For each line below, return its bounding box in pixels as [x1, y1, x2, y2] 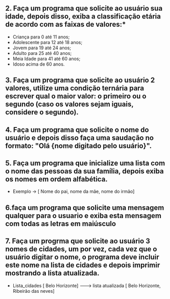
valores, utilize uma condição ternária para [5, 84, 144, 93]
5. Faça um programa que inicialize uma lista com [5, 158, 165, 167]
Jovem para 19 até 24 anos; [12, 45, 71, 51]
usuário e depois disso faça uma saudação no [5, 133, 154, 142]
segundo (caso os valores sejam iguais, [5, 100, 134, 109]
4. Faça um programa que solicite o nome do [5, 125, 149, 134]
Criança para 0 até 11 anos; [12, 33, 70, 40]
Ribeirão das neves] [12, 288, 55, 294]
